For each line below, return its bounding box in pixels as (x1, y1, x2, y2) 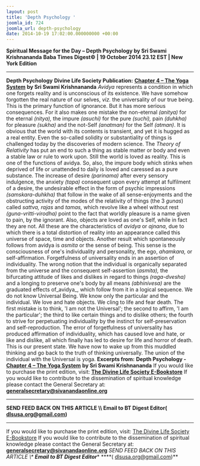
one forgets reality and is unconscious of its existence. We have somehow (6, 90, 189, 97)
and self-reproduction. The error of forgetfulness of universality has (6, 324, 173, 331)
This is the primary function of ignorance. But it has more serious (6, 102, 166, 110)
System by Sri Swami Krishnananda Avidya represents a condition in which (6, 83, 193, 91)
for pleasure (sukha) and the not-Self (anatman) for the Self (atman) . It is (6, 122, 186, 129)
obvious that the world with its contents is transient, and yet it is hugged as (6, 128, 190, 135)
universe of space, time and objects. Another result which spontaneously (6, 235, 186, 243)
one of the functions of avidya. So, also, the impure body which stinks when (6, 159, 193, 167)
